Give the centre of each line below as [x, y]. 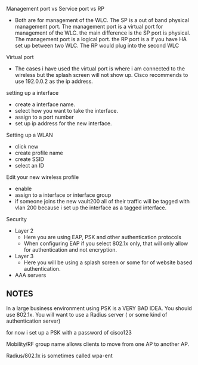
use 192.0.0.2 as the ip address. [54, 81]
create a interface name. [45, 104]
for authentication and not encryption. [70, 250]
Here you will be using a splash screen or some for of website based [108, 262]
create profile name [39, 153]
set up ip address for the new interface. [63, 123]
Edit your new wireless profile [43, 177]
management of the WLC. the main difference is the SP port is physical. [103, 33]
